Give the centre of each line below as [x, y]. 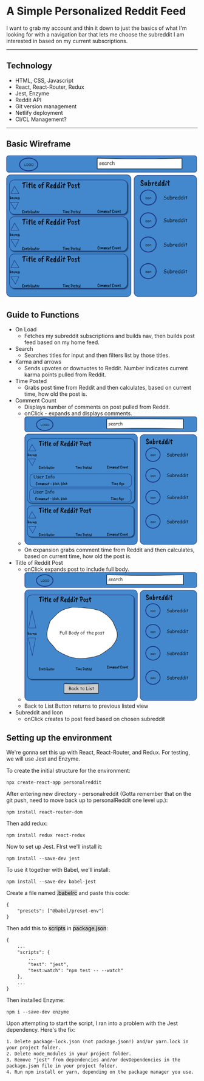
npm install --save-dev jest [43, 858]
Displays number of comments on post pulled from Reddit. [97, 407]
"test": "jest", [49, 965]
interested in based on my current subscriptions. [67, 41]
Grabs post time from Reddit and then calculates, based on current [107, 388]
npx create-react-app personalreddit [54, 782]
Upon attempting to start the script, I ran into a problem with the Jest [92, 1023]
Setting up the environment [59, 738]
